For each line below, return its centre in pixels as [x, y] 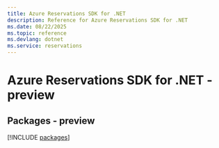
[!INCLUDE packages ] [39, 137]
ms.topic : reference [37, 33]
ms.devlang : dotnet [35, 40]
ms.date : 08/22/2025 [37, 26]
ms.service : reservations [44, 46]
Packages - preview [51, 121]
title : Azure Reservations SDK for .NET [67, 14]
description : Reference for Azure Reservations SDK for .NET [98, 20]
